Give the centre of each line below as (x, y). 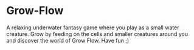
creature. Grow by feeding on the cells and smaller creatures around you (97, 34)
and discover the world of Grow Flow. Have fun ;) (68, 40)
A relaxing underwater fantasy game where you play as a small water (93, 27)
